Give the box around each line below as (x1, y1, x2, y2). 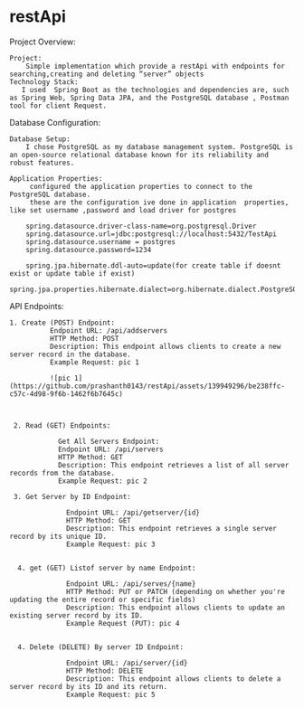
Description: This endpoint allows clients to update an (66, 603, 285, 612)
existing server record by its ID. (9, 610, 144, 620)
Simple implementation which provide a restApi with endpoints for (25, 61, 285, 71)
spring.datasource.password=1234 (25, 245, 152, 254)
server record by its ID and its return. (9, 682, 168, 691)
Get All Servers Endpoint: (57, 437, 160, 446)
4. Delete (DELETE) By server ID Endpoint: (17, 642, 184, 652)
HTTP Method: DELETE (66, 666, 144, 675)
